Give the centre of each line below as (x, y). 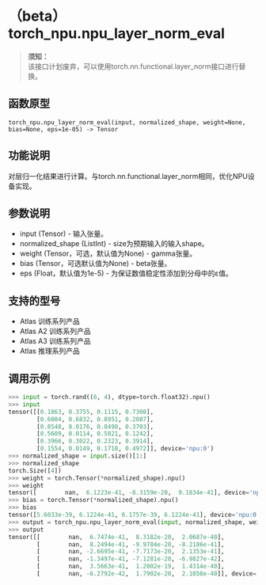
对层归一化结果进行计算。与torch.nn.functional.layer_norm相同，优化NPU (128, 176)
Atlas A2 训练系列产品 (55, 331)
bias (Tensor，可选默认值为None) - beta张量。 (95, 264)
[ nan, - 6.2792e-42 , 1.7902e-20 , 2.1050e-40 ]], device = (147, 574)
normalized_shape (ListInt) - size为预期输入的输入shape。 (114, 244)
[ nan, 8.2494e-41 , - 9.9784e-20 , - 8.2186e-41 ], (131, 544)
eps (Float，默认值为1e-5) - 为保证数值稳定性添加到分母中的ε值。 (126, 273)
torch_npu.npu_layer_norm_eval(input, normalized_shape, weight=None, (127, 122)
